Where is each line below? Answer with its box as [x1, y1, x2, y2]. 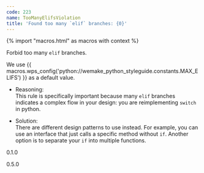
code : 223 [6, 9, 32, 15]
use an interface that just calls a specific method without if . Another [15, 130, 189, 138]
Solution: [15, 117, 38, 125]
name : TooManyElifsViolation [6, 15, 81, 21]
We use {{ [6, 61, 32, 68]
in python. [15, 106, 41, 113]
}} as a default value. [22, 74, 75, 82]
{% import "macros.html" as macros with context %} [6, 37, 139, 45]
